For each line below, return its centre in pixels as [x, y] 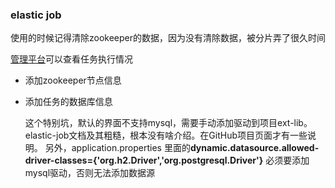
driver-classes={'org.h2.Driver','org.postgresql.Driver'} [144, 160]
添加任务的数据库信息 [68, 102]
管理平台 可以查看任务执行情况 [71, 59]
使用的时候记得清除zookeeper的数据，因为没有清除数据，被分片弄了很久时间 [168, 38]
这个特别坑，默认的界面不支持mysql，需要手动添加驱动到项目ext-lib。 [168, 123]
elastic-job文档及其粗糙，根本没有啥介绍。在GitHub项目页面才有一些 [166, 135]
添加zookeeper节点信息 [73, 80]
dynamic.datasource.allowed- [254, 148]
